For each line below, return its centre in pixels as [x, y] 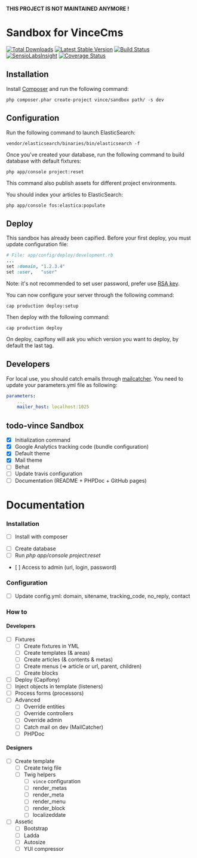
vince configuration [56, 782]
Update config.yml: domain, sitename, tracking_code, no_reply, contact [102, 596]
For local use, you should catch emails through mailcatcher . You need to [95, 378]
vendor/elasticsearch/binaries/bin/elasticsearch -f [73, 143]
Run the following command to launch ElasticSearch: [71, 132]
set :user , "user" [32, 272]
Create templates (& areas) [57, 652]
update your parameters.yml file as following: [62, 385]
